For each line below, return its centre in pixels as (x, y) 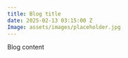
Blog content (26, 47)
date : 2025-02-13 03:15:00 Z (50, 21)
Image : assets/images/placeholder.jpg (64, 27)
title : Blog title (34, 14)
